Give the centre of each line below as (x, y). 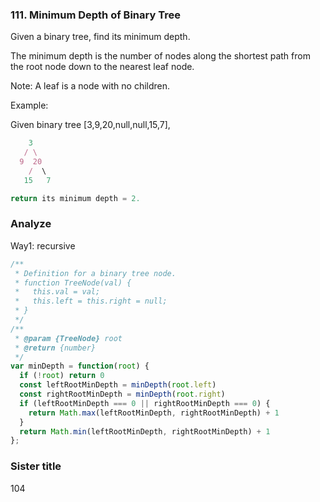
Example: (29, 105)
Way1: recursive (43, 245)
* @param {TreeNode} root (68, 338)
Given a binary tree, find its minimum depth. (100, 37)
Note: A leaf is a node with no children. (90, 86)
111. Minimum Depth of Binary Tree (95, 15)
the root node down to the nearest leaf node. (102, 67)
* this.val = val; (57, 292)
